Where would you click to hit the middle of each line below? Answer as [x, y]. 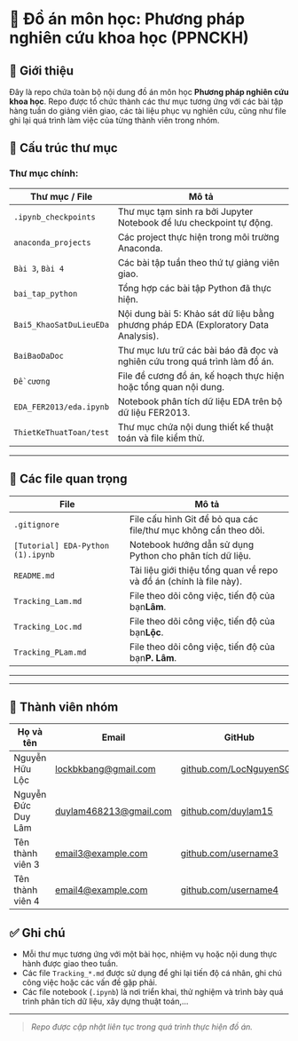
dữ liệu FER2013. [154, 412]
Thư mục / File [62, 196]
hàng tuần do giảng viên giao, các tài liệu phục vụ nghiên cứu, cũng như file [148, 111]
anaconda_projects [52, 242]
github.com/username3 [230, 854]
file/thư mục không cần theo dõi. [197, 530]
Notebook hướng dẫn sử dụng [192, 544]
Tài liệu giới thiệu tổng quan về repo [204, 570]
